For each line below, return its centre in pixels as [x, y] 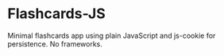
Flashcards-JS [56, 14]
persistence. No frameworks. [55, 43]
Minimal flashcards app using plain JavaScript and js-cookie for [112, 35]
